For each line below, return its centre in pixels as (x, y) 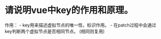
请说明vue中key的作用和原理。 (69, 10)
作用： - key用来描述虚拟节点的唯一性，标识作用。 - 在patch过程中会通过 (80, 25)
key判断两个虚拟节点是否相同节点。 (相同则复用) (55, 31)
